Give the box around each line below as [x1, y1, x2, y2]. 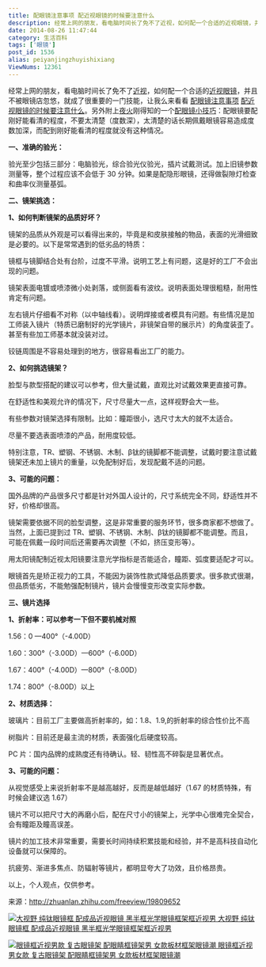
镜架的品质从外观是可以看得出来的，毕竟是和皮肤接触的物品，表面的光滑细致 [8, 229, 258, 238]
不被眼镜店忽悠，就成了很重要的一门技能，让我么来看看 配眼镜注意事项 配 [8, 96, 248, 105]
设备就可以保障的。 [8, 846, 71, 855]
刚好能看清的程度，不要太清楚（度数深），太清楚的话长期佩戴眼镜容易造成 [8, 116, 248, 125]
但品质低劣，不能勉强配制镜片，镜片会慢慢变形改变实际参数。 [8, 581, 210, 590]
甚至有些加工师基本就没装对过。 [8, 329, 112, 339]
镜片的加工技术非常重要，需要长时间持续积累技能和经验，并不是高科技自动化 [8, 836, 258, 846]
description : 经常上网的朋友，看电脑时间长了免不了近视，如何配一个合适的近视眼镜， [8, 19, 255, 27]
